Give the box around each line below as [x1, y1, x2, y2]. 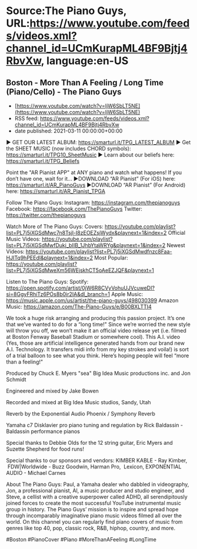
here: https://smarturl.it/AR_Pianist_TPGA [6, 188, 106, 195]
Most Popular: [94, 254, 128, 261]
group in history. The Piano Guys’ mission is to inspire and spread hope [6, 506, 179, 513]
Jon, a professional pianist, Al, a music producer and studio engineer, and [6, 487, 185, 494]
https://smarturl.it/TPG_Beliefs [6, 158, 80, 164]
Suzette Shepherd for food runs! [6, 445, 84, 452]
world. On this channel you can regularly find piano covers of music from [6, 518, 183, 525]
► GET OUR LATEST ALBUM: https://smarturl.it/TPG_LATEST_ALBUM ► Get [6, 139, 191, 145]
